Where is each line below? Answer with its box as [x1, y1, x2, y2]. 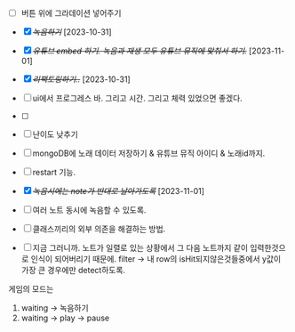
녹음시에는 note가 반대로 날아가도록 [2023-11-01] [32, 186, 205, 197]
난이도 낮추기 [32, 129, 79, 140]
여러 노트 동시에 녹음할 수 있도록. [32, 205, 147, 215]
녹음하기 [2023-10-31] [32, 27, 112, 37]
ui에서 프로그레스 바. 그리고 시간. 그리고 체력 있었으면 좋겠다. [32, 93, 243, 104]
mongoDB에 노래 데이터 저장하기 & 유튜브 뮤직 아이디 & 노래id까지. [32, 148, 266, 158]
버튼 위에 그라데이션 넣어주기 [20, 8, 122, 18]
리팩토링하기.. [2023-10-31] [32, 74, 131, 85]
